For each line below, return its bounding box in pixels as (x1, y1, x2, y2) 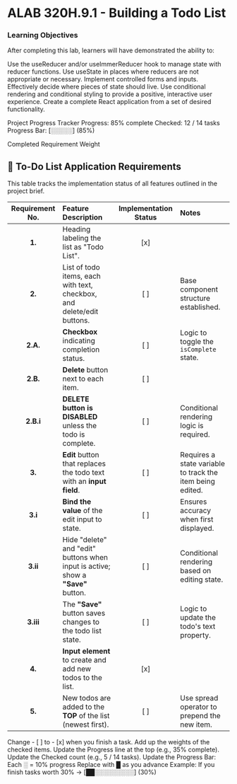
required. (179, 430, 210, 439)
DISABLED (62, 412, 98, 422)
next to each (62, 374, 104, 384)
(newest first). (62, 720, 109, 730)
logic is (179, 421, 204, 431)
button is (62, 403, 93, 413)
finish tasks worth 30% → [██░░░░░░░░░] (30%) (7, 768, 157, 776)
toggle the (179, 337, 214, 347)
